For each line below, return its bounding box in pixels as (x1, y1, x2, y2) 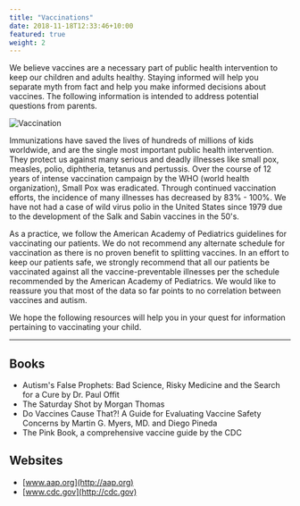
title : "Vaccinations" (9, 13, 94, 22)
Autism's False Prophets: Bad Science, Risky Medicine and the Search (21, 380, 281, 391)
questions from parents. (9, 100, 98, 112)
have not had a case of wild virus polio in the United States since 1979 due (9, 202, 283, 213)
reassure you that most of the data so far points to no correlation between (9, 285, 281, 296)
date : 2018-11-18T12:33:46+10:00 (9, 21, 134, 30)
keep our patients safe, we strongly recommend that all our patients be (9, 257, 271, 268)
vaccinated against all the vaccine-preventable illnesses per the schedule (9, 266, 279, 277)
